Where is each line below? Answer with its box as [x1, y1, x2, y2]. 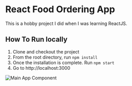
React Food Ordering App [5, 4, 115, 15]
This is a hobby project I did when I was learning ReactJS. [5, 20, 127, 26]
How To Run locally [5, 35, 68, 44]
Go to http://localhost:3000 [12, 65, 71, 71]
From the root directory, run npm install [12, 54, 98, 60]
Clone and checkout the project [12, 48, 79, 54]
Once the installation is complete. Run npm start [12, 60, 115, 66]
